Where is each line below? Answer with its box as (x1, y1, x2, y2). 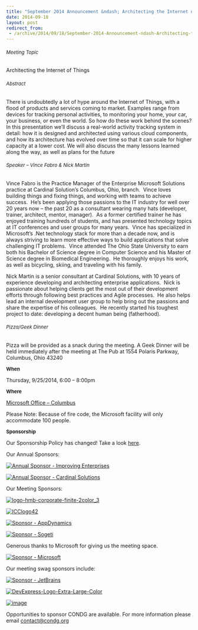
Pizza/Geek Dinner (6, 324, 49, 330)
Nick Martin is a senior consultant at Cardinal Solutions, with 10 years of (6, 273, 181, 280)
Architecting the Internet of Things (6, 67, 90, 74)
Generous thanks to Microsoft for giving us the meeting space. (6, 542, 158, 549)
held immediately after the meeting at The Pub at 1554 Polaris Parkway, (6, 347, 180, 355)
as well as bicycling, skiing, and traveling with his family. (6, 261, 143, 268)
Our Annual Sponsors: (6, 451, 60, 458)
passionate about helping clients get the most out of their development (6, 285, 178, 292)
